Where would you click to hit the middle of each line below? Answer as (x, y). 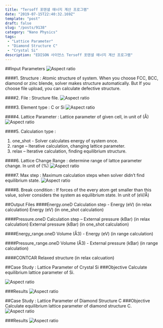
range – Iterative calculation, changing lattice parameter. (69, 146)
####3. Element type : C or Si (35, 107)
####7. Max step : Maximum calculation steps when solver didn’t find (75, 175)
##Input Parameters (25, 69)
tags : (10, 37)
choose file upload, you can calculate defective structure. (63, 89)
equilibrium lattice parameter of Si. (40, 272)
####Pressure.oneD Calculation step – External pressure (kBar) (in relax (78, 219)
